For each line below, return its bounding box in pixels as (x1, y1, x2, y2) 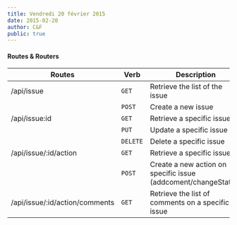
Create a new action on (150, 160, 227, 170)
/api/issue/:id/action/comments (11, 197, 115, 207)
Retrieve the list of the (150, 82, 223, 92)
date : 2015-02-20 (7, 17, 59, 24)
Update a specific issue (150, 125, 228, 135)
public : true (7, 30, 46, 37)
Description (176, 70, 217, 80)
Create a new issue (150, 102, 214, 112)
